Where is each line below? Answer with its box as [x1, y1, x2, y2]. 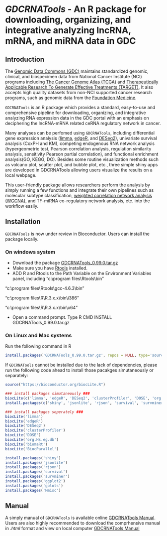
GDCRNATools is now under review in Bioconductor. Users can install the [5, 231, 150, 237]
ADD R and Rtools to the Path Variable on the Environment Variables [12, 270, 152, 276]
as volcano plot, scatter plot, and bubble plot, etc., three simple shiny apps [5, 162, 158, 167]
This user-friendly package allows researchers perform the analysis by [5, 182, 151, 188]
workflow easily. [5, 203, 39, 209]
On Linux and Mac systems [5, 332, 72, 339]
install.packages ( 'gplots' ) [5, 483, 64, 488]
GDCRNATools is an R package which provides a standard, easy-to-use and [5, 105, 156, 110]
